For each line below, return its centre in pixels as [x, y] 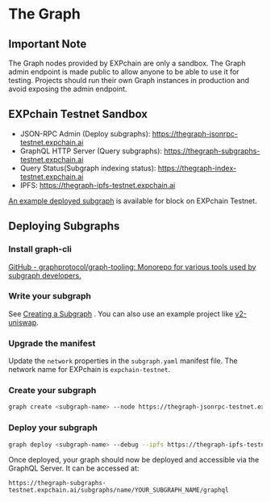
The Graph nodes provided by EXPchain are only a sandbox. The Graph [127, 63]
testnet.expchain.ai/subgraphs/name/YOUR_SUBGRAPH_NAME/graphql [119, 490]
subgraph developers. [45, 275]
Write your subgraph [50, 296]
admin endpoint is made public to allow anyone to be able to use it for [124, 72]
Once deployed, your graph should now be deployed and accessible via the [134, 460]
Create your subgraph [52, 391]
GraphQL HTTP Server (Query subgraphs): [91, 151]
